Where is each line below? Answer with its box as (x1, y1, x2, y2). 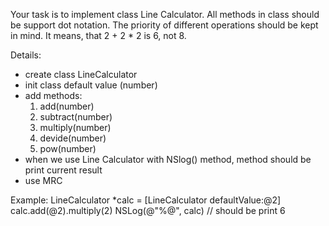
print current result (24, 164, 103, 176)
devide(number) (39, 132, 107, 144)
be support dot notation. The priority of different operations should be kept (10, 19, 319, 31)
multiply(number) (39, 122, 112, 133)
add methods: (24, 90, 83, 101)
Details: (10, 49, 42, 61)
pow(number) (39, 143, 97, 154)
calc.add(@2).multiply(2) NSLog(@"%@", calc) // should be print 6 (10, 205, 286, 216)
